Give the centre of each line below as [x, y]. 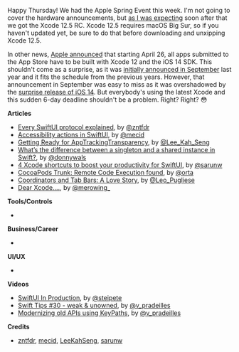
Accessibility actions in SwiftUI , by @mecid [81, 135]
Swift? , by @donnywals [52, 157]
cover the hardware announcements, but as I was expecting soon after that [117, 18]
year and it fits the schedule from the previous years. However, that [106, 77]
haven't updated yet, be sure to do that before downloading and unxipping [116, 33]
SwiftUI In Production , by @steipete [70, 298]
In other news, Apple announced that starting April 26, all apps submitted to [118, 54]
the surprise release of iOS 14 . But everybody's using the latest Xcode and [116, 92]
